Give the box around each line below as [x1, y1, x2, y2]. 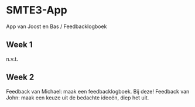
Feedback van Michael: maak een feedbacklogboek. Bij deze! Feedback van [6, 88, 190, 95]
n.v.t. [6, 55, 19, 62]
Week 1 [6, 40, 33, 50]
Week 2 [6, 73, 35, 82]
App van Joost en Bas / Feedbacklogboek [6, 23, 107, 30]
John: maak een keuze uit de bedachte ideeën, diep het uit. [6, 94, 149, 101]
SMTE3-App [6, 4, 67, 17]
